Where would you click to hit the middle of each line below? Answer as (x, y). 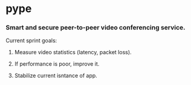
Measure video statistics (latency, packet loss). (73, 52)
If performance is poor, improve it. (57, 64)
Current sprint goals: (31, 40)
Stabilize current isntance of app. (56, 76)
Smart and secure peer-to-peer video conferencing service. (95, 28)
